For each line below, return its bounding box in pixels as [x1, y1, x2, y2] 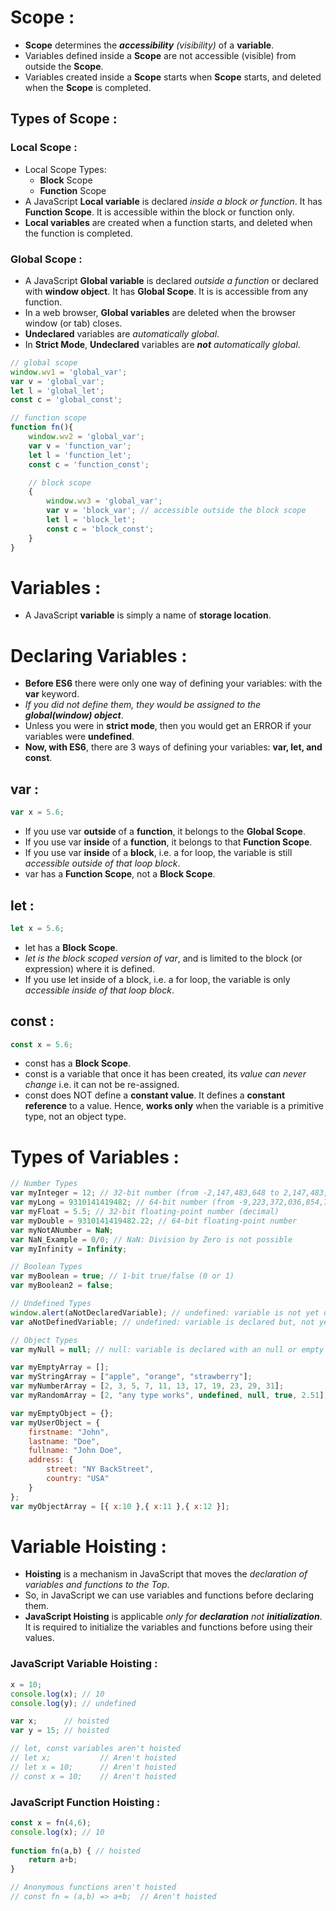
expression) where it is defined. [24, 962, 155, 975]
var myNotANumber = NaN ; [10, 1225, 114, 1235]
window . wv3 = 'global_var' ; [46, 496, 163, 506]
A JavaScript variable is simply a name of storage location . [24, 609, 272, 621]
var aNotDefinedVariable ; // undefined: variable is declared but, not [10, 1317, 315, 1327]
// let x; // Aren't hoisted [10, 1753, 177, 1763]
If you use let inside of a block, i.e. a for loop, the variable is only [24, 973, 291, 985]
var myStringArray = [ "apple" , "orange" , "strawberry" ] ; [10, 1372, 253, 1382]
